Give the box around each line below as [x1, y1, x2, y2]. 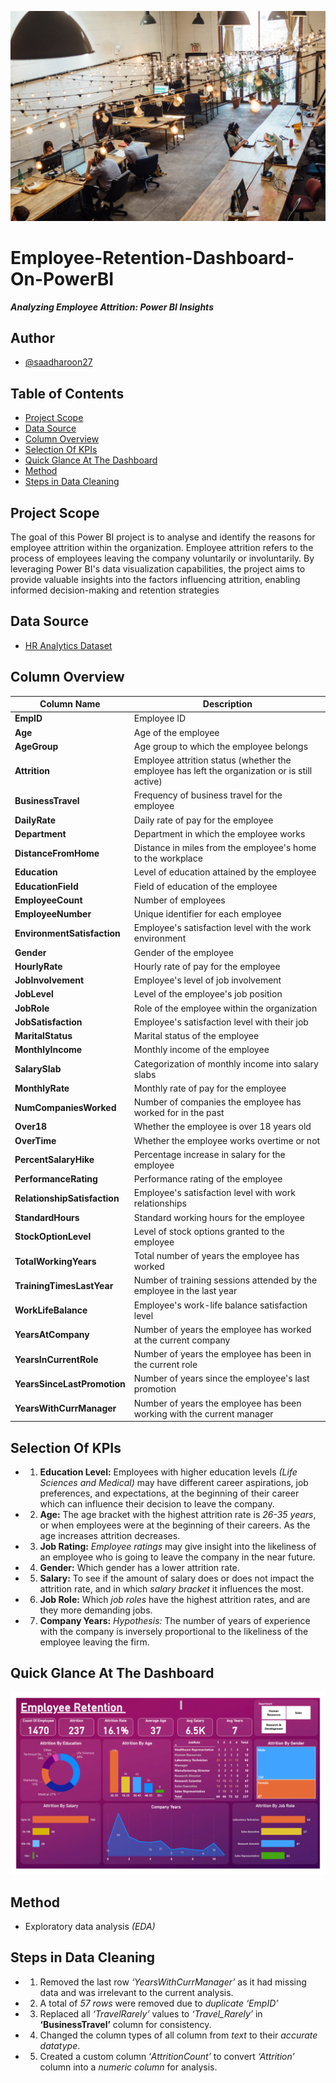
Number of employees [133, 894, 226, 906]
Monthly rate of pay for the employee [133, 1082, 287, 1094]
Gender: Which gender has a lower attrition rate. [39, 1561, 240, 1573]
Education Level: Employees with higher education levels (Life [39, 1466, 298, 1478]
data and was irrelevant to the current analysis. [39, 1986, 234, 1998]
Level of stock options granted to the [133, 1225, 285, 1237]
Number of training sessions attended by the [133, 1274, 318, 1286]
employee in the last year [133, 1285, 238, 1297]
